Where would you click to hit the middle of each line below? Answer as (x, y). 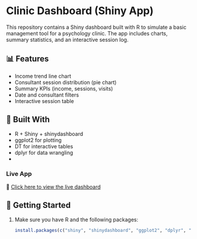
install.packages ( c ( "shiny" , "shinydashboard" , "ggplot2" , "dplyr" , (100, 230)
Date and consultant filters (47, 95)
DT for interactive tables (44, 146)
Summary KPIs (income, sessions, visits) (64, 88)
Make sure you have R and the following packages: (76, 220)
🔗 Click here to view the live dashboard (54, 187)
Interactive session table (44, 101)
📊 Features (27, 59)
